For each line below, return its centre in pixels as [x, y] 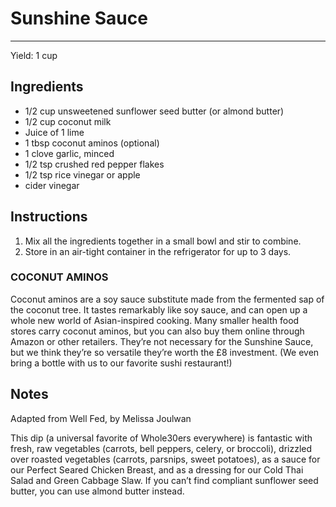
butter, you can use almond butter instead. [97, 491]
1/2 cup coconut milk [68, 121]
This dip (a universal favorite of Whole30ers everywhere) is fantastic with [161, 438]
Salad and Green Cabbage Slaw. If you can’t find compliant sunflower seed [164, 480]
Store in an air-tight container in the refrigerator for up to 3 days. [158, 251]
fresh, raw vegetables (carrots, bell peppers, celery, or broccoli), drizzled [161, 448]
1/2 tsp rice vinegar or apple [82, 174]
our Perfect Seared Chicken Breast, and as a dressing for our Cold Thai [157, 469]
